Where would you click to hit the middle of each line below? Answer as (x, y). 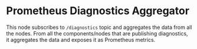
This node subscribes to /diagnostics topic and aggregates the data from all (99, 27)
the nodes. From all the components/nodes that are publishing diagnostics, (97, 33)
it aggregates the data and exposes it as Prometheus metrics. (81, 40)
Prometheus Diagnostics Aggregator (98, 11)
